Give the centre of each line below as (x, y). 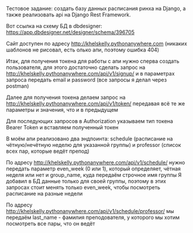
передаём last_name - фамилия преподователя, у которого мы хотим (93, 217)
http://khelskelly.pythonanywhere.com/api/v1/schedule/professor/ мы (90, 211)
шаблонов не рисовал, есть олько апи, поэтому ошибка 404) (83, 50)
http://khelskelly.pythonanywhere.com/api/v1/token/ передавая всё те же (96, 104)
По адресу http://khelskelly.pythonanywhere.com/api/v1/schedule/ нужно (96, 162)
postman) (18, 86)
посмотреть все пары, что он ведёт (51, 224)
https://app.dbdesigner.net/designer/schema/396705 (70, 32)
